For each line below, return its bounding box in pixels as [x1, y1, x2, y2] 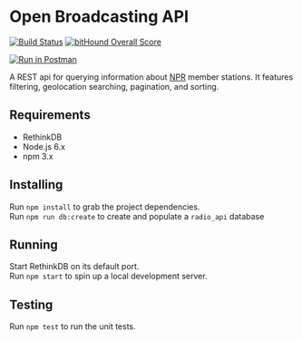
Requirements [9, 107, 91, 123]
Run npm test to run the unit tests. [9, 321, 136, 332]
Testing [9, 297, 54, 312]
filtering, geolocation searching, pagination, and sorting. [9, 81, 219, 92]
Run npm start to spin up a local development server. [9, 270, 208, 282]
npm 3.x [22, 151, 54, 161]
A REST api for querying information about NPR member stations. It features [9, 71, 294, 83]
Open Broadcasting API [9, 6, 189, 27]
